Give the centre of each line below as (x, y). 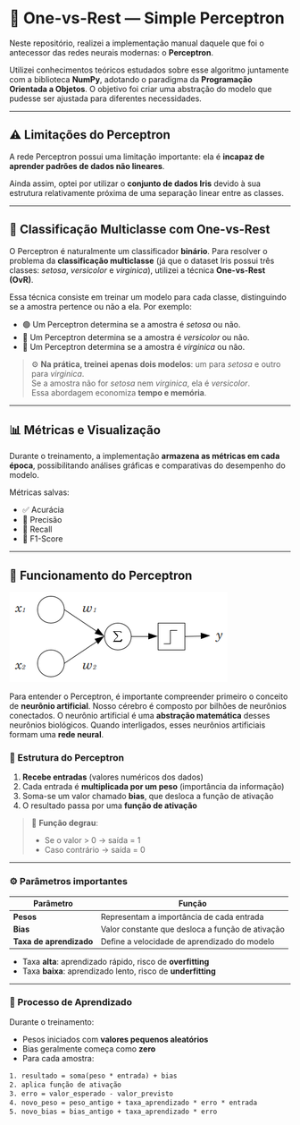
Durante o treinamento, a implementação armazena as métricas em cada (145, 456)
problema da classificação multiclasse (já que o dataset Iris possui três (142, 260)
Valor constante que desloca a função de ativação (193, 929)
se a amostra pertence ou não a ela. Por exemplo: (100, 306)
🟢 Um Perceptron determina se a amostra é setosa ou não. (131, 324)
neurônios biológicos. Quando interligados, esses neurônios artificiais (137, 725)
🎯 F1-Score (42, 539)
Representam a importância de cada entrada (182, 916)
